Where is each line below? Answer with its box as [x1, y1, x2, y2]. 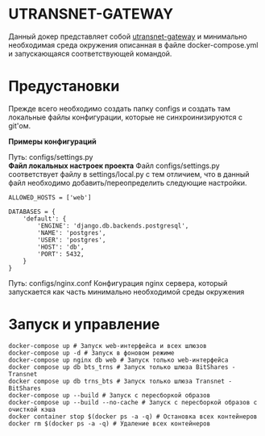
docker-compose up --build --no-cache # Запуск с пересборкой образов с [8, 398, 258, 406]
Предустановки [8, 78, 120, 95]
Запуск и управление [8, 316, 160, 333]
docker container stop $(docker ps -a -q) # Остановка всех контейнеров [8, 413, 258, 421]
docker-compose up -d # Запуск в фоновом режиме [8, 349, 175, 357]
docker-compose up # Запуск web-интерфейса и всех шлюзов [8, 342, 207, 350]
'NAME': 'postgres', [37, 228, 106, 237]
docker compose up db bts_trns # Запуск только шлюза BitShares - [8, 363, 236, 371]
